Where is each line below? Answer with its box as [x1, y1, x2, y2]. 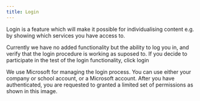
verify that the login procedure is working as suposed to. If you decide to [6, 50, 187, 57]
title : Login [6, 8, 39, 15]
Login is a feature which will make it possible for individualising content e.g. [6, 25, 195, 33]
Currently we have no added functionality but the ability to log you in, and [6, 44, 189, 51]
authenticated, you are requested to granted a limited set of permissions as [6, 81, 193, 88]
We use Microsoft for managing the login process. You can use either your [6, 68, 192, 76]
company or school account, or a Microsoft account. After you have [6, 74, 175, 82]
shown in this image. [6, 87, 57, 94]
